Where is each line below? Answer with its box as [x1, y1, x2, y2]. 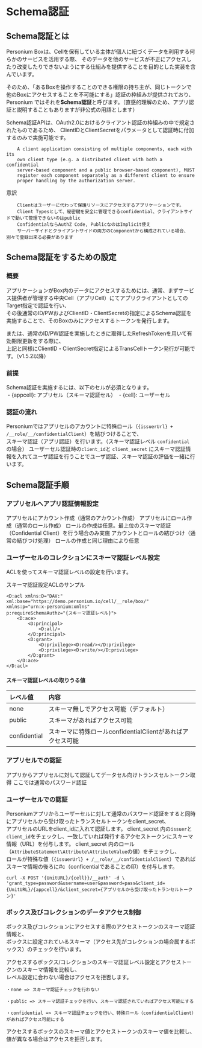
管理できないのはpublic [28, 215, 81, 221]
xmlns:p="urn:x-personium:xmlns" [6, 604, 90, 610]
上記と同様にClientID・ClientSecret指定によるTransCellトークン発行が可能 [6, 345, 191, 352]
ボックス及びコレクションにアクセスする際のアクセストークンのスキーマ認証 [6, 923, 195, 930]
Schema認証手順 [6, 480, 70, 490]
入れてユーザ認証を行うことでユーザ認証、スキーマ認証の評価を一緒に [16, 453, 191, 460]
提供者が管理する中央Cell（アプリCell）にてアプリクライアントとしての [11, 294, 188, 301]
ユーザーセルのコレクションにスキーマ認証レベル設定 [6, 553, 161, 561]
